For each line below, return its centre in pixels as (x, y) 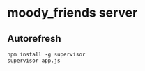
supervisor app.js (34, 61)
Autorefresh (34, 39)
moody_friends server (72, 13)
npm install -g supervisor (46, 54)
